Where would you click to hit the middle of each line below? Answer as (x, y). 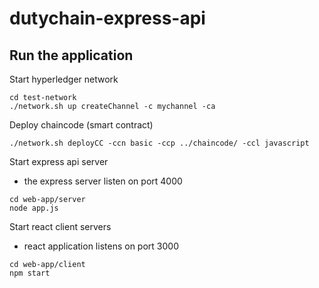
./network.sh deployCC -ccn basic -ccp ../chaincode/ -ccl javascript (159, 143)
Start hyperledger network (64, 79)
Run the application (71, 55)
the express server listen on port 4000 (103, 181)
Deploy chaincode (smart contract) (81, 125)
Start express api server (59, 161)
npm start (30, 273)
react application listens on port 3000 (101, 246)
